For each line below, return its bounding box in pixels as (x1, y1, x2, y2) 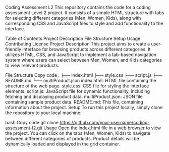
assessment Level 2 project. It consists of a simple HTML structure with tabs (5, 10, 164, 16)
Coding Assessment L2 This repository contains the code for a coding (5, 5, 151, 10)
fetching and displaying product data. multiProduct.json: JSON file (5, 93, 143, 99)
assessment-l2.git (5, 125, 43, 131)
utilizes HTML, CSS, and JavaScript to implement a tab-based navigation (5, 52, 156, 58)
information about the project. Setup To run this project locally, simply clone (5, 105, 163, 110)
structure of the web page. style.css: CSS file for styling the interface (5, 83, 149, 89)
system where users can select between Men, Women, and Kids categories (5, 57, 162, 63)
